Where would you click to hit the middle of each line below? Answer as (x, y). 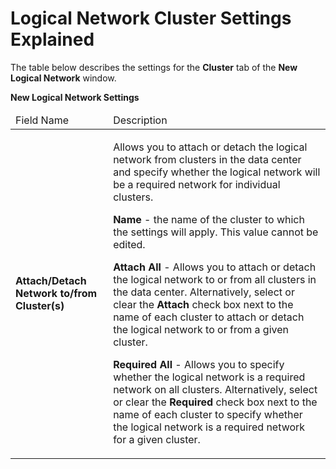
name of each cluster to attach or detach (209, 317)
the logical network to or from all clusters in (215, 279)
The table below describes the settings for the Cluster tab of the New (154, 67)
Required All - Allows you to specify (199, 364)
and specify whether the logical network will (217, 172)
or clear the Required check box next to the (215, 402)
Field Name (42, 120)
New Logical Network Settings (75, 97)
